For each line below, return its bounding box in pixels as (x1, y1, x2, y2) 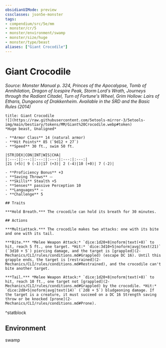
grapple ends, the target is (5, 257, 66, 262)
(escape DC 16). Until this (102, 253, 162, 258)
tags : (5, 16, 16, 21)
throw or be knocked (5, 296, 48, 302)
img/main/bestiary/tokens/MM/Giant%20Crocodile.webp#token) (5, 122, 133, 127)
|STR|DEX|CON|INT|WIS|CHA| (5, 153, 61, 158)
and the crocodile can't (109, 261, 162, 267)
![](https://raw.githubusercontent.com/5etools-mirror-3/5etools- (5, 118, 146, 123)
